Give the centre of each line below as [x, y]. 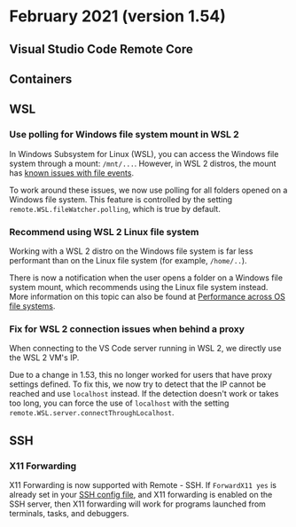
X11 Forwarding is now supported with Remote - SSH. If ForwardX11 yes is [143, 484]
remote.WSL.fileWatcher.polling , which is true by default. [115, 208]
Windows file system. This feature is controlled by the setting [121, 199]
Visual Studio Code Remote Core [101, 49]
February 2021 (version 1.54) [117, 16]
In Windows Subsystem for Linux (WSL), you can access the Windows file [144, 153]
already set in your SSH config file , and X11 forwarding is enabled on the [141, 494]
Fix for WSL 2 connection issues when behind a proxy [127, 328]
